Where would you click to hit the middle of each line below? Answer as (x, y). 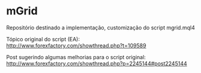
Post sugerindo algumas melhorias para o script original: (76, 57)
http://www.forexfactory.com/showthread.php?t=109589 (76, 45)
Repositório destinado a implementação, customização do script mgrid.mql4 (100, 28)
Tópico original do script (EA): (43, 39)
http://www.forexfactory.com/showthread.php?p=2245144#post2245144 (97, 63)
